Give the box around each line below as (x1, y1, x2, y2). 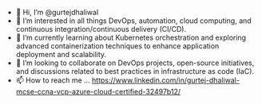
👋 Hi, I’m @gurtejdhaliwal (15, 8, 99, 17)
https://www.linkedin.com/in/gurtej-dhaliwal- (91, 75, 240, 85)
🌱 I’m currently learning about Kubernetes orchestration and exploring (15, 33, 246, 42)
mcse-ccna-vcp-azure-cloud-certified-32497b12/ (15, 87, 181, 96)
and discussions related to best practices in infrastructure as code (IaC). (15, 67, 254, 75)
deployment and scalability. (15, 50, 106, 59)
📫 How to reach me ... (15, 75, 90, 85)
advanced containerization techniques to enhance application (15, 41, 220, 51)
